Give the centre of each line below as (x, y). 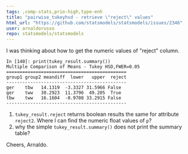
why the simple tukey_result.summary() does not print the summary (98, 127)
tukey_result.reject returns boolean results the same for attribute (97, 114)
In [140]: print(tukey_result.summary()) (58, 62)
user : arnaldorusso (30, 28)
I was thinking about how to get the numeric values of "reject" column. (93, 51)
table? (22, 133)
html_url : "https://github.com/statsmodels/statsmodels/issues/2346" (95, 23)
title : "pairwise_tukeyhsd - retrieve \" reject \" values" (80, 17)
